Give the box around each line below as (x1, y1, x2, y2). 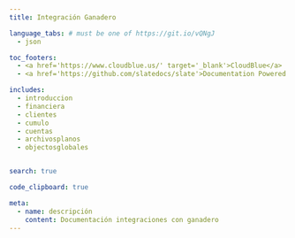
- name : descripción (17, 207, 93, 216)
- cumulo (17, 119, 49, 127)
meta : (9, 198, 29, 208)
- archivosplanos (17, 134, 81, 144)
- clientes (17, 110, 57, 119)
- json (17, 37, 42, 46)
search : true (9, 167, 57, 176)
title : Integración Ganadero (9, 12, 117, 22)
